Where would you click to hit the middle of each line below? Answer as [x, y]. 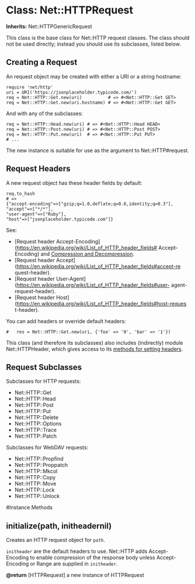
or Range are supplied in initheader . [74, 564]
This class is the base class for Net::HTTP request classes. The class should [98, 37]
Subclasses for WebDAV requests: [47, 448]
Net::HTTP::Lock [34, 490]
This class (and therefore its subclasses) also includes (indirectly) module [95, 342]
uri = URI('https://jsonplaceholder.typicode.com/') [72, 92]
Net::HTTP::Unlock [37, 496]
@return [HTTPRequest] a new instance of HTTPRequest [75, 575]
